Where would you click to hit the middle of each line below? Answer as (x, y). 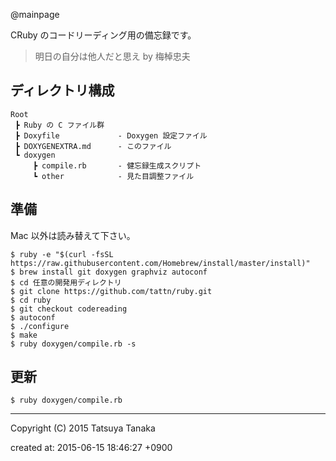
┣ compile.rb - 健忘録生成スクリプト (117, 165)
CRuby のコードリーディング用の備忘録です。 (103, 35)
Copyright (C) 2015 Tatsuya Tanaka (83, 428)
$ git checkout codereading (69, 309)
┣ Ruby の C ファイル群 (59, 125)
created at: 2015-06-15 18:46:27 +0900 (91, 448)
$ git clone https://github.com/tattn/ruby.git (111, 291)
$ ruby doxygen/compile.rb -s (73, 344)
